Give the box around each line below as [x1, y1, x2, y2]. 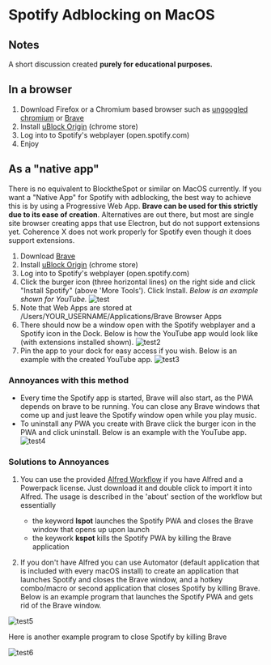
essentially [19, 501, 57, 510]
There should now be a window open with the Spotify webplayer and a [19, 320, 256, 330]
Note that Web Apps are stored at [19, 302, 132, 313]
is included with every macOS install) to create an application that [19, 566, 239, 576]
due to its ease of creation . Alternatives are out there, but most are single [8, 209, 255, 220]
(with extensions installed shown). [19, 337, 134, 347]
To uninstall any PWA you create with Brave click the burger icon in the [19, 419, 256, 428]
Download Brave [19, 251, 75, 261]
